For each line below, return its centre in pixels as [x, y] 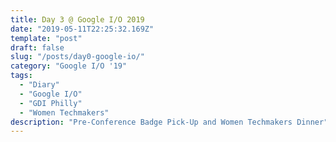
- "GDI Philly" [51, 103]
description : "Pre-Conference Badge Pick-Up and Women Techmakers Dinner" [169, 122]
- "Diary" [39, 85]
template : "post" [46, 38]
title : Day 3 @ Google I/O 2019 [77, 19]
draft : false [37, 47]
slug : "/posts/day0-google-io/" [77, 57]
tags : [21, 76]
